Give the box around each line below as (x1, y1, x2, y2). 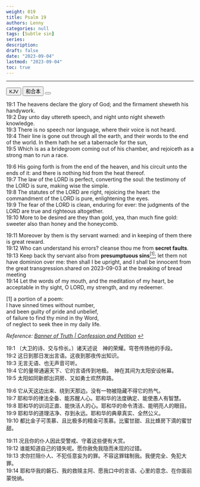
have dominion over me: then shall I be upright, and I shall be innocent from (6, 258, 192, 266)
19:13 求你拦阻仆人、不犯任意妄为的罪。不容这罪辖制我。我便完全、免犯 (6, 452, 182, 460)
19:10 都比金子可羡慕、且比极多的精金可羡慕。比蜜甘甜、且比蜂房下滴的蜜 (6, 417, 187, 424)
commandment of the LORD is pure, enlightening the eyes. (6, 195, 150, 202)
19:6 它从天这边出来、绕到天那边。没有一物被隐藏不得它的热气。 (6, 387, 164, 394)
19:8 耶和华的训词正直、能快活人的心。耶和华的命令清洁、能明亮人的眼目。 (6, 402, 190, 409)
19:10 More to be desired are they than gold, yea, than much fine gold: (6, 214, 178, 221)
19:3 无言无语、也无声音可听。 (6, 360, 80, 367)
